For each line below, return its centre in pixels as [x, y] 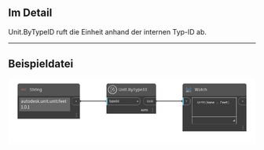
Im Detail [30, 13]
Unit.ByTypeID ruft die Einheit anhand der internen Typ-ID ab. [107, 31]
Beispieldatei [41, 64]
